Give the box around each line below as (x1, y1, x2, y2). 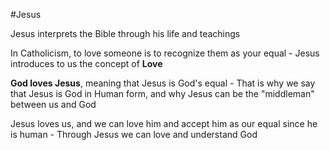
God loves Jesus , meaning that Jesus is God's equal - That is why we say (10, 77, 316, 89)
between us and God (10, 99, 97, 110)
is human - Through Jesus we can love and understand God (10, 129, 258, 140)
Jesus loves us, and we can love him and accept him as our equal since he (10, 118, 318, 129)
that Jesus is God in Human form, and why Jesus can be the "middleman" (10, 88, 315, 99)
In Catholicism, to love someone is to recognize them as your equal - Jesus (10, 47, 320, 59)
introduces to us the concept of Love (10, 58, 163, 69)
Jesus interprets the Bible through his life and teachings (10, 28, 241, 39)
